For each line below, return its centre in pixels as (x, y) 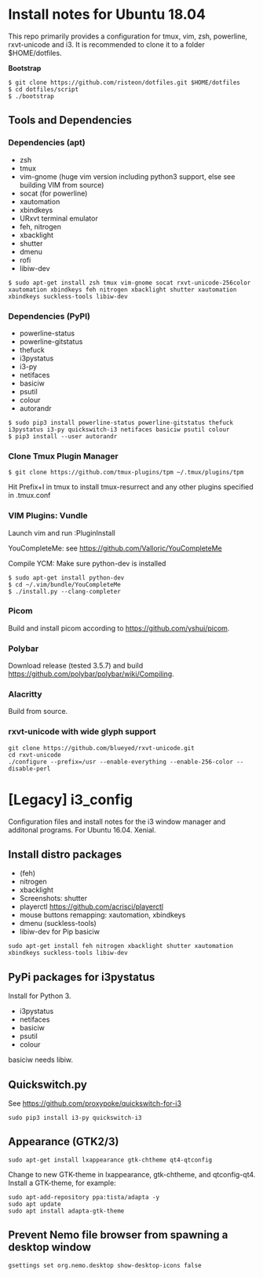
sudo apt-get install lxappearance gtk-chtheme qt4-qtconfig (110, 1160)
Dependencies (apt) (47, 143)
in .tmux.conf (29, 496)
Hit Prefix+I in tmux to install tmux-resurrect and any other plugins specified (131, 487)
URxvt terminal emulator (58, 218)
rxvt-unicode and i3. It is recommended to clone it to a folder (107, 44)
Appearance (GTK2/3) (64, 1142)
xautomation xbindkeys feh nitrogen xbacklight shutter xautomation (122, 289)
